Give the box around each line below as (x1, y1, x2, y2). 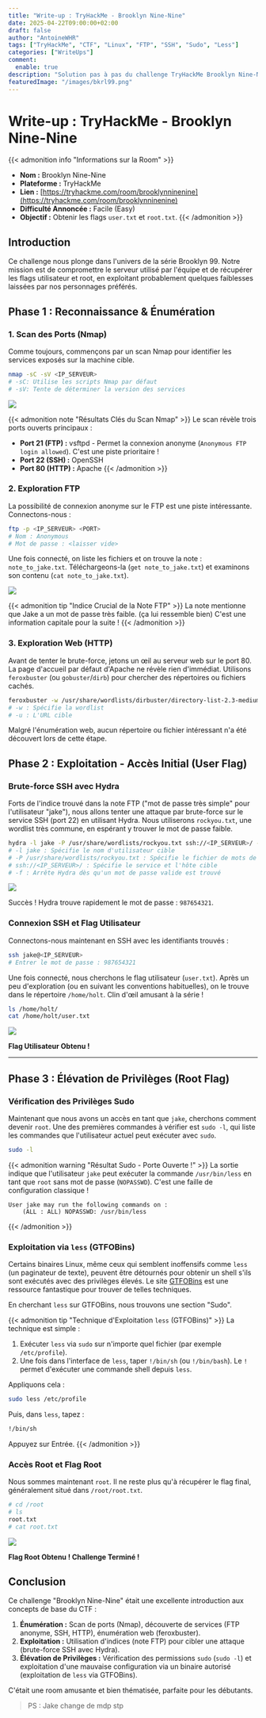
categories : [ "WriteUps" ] (8, 48, 93, 56)
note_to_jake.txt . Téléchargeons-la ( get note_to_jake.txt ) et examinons (8, 562, 250, 572)
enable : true (15, 63, 59, 71)
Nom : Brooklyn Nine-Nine (19, 170, 107, 180)
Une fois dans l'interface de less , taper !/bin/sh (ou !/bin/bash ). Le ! (19, 1356, 248, 1366)
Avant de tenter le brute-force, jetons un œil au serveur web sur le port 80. (8, 656, 252, 665)
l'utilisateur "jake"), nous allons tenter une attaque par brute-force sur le (8, 807, 244, 817)
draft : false (8, 26, 51, 34)
